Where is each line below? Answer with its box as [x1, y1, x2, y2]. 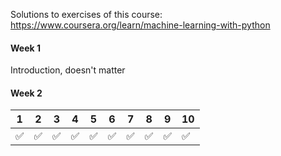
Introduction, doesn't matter [10, 64, 126, 76]
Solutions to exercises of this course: [10, 9, 163, 20]
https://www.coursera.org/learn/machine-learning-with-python [10, 19, 271, 31]
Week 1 [10, 42, 41, 54]
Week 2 [10, 87, 43, 99]
